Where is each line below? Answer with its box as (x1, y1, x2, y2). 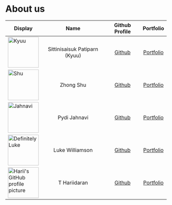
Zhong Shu (59, 81, 87, 88)
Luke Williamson (53, 146, 93, 153)
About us (5, 3, 45, 15)
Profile (114, 28, 131, 35)
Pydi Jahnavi (57, 113, 89, 121)
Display (14, 25, 33, 32)
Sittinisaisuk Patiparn (48, 45, 99, 53)
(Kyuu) (64, 52, 81, 59)
